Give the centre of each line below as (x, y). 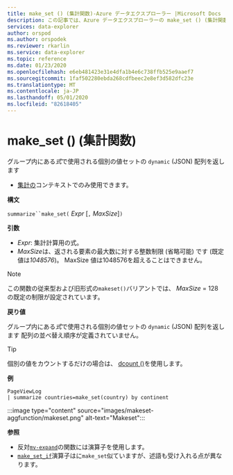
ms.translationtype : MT (42, 85)
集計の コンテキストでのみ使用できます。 (75, 184)
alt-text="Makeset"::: (115, 417)
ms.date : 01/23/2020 (37, 65)
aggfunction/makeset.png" (46, 417)
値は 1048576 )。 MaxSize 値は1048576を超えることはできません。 (111, 260)
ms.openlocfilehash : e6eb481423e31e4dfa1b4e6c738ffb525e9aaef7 (101, 72)
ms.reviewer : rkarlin (38, 46)
